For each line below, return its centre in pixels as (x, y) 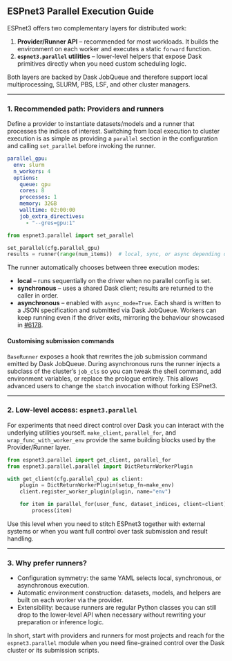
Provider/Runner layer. (39, 447)
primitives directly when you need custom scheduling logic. (102, 63)
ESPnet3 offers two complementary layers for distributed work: (97, 28)
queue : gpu (35, 184)
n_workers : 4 (32, 171)
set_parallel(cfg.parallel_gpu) (54, 248)
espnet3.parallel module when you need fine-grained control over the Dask (116, 643)
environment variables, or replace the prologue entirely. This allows (103, 378)
